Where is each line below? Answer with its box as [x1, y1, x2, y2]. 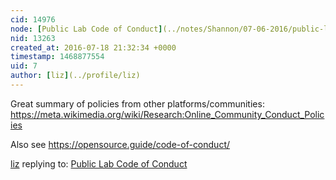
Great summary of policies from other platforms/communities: [10, 97, 265, 110]
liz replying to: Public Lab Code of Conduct [10, 157, 188, 170]
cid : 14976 [10, 14, 56, 25]
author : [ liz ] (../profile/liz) [10, 71, 141, 81]
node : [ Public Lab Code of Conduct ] [10, 24, 163, 34]
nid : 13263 [10, 33, 56, 43]
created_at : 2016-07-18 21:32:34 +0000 [10, 42, 177, 53]
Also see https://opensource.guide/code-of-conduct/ [10, 138, 231, 150]
